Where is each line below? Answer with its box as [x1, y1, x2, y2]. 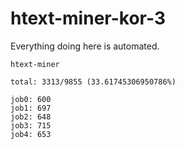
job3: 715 [10, 120, 52, 131]
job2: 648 [10, 112, 52, 122]
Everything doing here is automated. [10, 40, 160, 52]
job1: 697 [10, 103, 52, 113]
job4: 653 [10, 129, 52, 139]
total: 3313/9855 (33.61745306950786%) [10, 77, 177, 87]
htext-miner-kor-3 [10, 7, 166, 30]
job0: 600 [10, 94, 52, 104]
